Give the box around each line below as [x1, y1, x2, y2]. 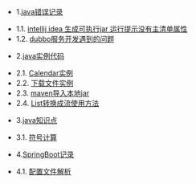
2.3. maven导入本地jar [15, 88, 90, 98]
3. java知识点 [15, 116, 58, 125]
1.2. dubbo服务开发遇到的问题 [15, 35, 115, 43]
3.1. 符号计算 [15, 133, 58, 142]
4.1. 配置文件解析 [15, 167, 71, 176]
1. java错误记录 [15, 7, 63, 16]
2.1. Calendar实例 [15, 68, 74, 78]
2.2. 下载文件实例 [15, 79, 74, 88]
